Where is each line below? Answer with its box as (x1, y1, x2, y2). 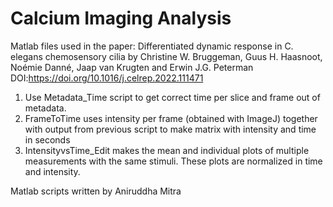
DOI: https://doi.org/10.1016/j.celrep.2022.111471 (10, 72, 204, 84)
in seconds (24, 133, 71, 146)
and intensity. (24, 165, 81, 177)
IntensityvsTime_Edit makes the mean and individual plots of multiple (24, 144, 310, 156)
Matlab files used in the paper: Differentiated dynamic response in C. (10, 40, 294, 52)
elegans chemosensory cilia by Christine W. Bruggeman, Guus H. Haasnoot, (10, 50, 323, 62)
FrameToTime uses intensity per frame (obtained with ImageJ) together (24, 112, 318, 124)
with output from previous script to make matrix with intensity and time (24, 123, 317, 135)
